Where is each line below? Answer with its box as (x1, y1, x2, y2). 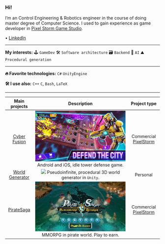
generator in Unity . (61, 175, 100, 181)
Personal (135, 171, 153, 178)
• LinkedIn (5, 35, 26, 41)
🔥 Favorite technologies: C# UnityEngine (5, 71, 87, 77)
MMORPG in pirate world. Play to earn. (41, 232, 119, 238)
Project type (131, 101, 157, 107)
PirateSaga (8, 207, 30, 213)
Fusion (12, 139, 26, 145)
